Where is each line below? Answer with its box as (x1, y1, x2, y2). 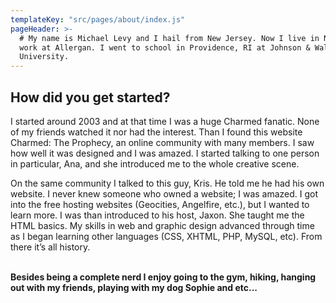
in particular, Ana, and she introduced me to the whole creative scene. (10, 157, 300, 170)
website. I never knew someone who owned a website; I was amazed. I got (10, 187, 319, 200)
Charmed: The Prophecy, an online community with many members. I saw (10, 136, 315, 148)
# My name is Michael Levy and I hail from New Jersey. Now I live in (19, 33, 320, 43)
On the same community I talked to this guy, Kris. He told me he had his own (10, 177, 325, 189)
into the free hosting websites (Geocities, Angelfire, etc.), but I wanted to (10, 198, 310, 210)
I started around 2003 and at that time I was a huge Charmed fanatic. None (10, 115, 320, 127)
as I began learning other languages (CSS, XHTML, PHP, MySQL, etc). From (10, 230, 323, 242)
